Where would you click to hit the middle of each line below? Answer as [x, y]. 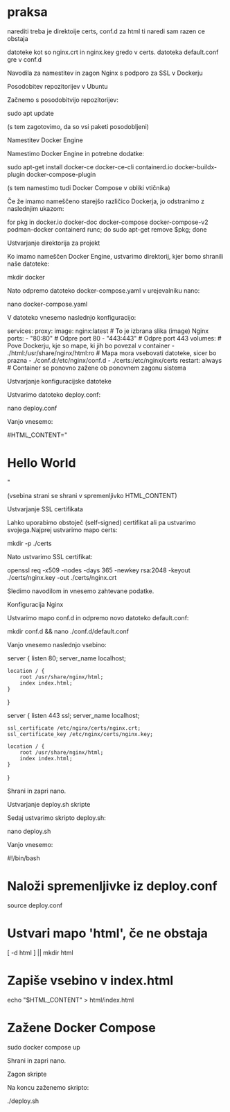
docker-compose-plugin [61, 174]
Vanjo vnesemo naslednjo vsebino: [57, 644]
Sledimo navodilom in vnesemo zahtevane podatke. [81, 591]
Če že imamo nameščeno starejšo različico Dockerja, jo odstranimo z [106, 201]
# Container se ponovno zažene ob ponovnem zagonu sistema [97, 368]
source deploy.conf [35, 905]
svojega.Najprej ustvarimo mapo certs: [62, 530]
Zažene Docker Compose [81, 1028]
